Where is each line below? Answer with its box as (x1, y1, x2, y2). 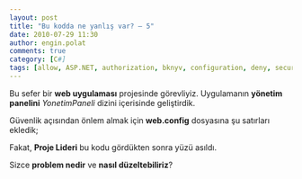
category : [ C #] (9, 55, 67, 64)
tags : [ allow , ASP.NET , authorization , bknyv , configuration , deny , (9, 64, 271, 73)
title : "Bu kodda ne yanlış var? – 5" (9, 22, 155, 31)
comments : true (9, 47, 67, 56)
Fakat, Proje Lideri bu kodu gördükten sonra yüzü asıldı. (9, 141, 218, 153)
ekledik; (9, 124, 39, 135)
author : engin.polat (9, 38, 87, 48)
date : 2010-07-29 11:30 (9, 30, 99, 39)
